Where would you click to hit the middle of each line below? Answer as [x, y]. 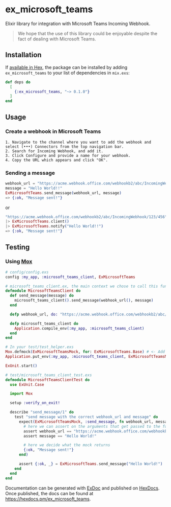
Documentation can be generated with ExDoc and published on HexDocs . [82, 488]
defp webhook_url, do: [34, 314]
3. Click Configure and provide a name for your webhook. [68, 155]
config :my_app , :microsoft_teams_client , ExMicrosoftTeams [70, 277]
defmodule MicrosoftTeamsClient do [43, 291]
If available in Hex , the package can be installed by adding [66, 67]
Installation [23, 55]
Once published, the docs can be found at [49, 493]
